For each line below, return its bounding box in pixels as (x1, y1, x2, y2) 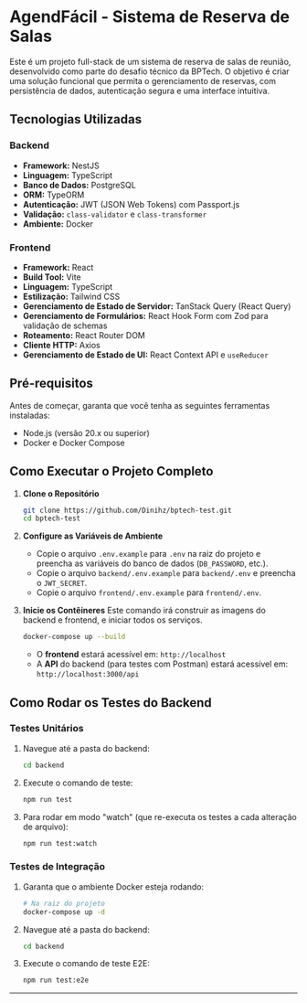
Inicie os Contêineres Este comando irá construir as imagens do (22, 605, 267, 616)
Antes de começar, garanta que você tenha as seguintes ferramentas (9, 400, 270, 411)
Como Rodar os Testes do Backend (9, 695, 212, 710)
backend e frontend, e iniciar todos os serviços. (22, 614, 203, 625)
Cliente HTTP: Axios (22, 339, 101, 350)
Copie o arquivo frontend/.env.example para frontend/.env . (36, 587, 262, 598)
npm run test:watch (22, 838, 98, 848)
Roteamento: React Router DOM (22, 329, 146, 340)
